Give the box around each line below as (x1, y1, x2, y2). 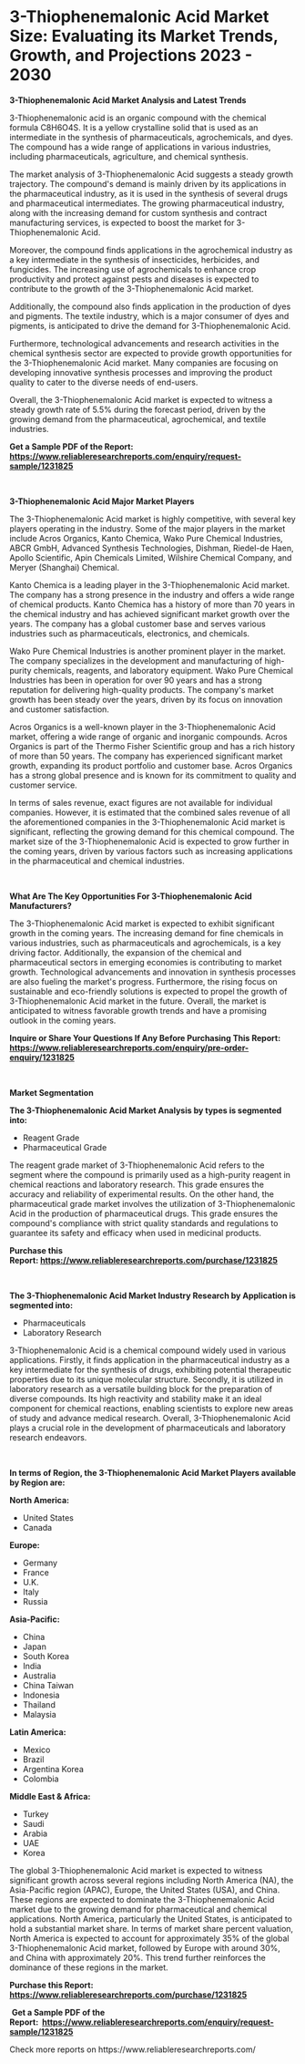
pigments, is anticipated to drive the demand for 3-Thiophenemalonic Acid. (9, 320, 291, 331)
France (22, 1566, 50, 1578)
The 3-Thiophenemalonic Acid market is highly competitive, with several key (9, 513, 296, 524)
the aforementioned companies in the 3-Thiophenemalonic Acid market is (9, 816, 286, 827)
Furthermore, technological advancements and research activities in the (9, 337, 280, 348)
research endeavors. (9, 1431, 87, 1442)
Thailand (22, 1698, 56, 1710)
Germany (22, 1557, 57, 1568)
